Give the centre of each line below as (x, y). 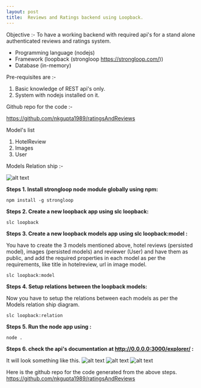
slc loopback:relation (34, 315)
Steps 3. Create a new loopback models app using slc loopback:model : (97, 233)
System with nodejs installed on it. (57, 95)
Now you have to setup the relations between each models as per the (92, 298)
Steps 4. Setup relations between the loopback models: (77, 286)
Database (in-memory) (43, 65)
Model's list (20, 130)
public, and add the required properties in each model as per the (86, 258)
